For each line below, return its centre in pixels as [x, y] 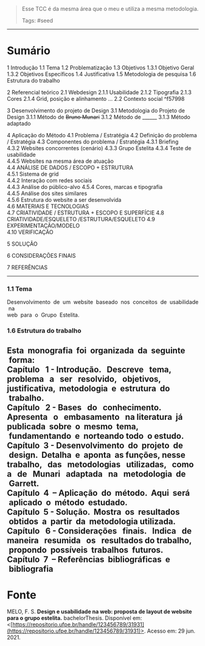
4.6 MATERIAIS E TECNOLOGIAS [48, 206]
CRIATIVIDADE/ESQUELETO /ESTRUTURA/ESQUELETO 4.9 [81, 219]
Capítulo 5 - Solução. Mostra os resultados [93, 512]
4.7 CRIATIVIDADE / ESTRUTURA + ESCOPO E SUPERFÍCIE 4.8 [86, 213]
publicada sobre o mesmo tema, [73, 426]
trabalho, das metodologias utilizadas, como [100, 464]
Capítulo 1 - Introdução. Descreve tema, [89, 369]
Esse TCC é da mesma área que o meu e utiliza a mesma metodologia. [110, 9]
